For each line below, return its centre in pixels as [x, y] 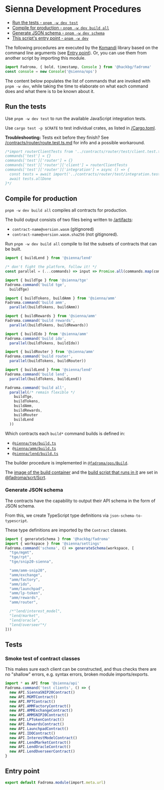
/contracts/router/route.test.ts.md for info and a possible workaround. [75, 142]
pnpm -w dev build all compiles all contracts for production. [66, 210]
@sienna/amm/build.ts [34, 448]
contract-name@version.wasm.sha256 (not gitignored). [65, 234]
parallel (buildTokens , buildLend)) [46, 379]
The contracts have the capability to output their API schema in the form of [80, 501]
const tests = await [30, 174]
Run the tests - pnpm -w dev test [45, 22]
